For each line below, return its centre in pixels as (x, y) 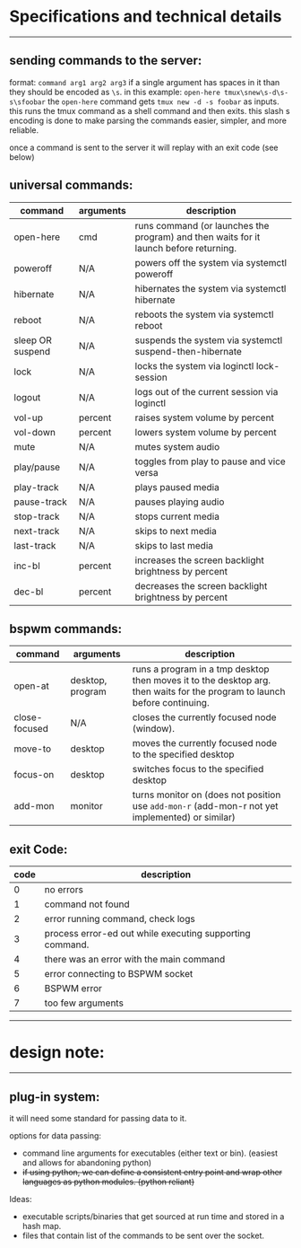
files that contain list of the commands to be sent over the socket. (143, 1235)
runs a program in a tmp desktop (201, 669)
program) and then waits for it (198, 237)
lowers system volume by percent (206, 432)
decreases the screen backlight (201, 585)
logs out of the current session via (206, 391)
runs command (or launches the (202, 225)
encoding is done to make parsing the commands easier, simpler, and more (148, 120)
